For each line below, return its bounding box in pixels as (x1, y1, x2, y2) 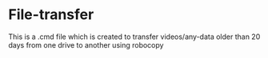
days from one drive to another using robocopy (8, 40, 164, 49)
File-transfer (8, 6, 94, 24)
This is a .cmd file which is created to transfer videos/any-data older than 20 (8, 32, 261, 41)
